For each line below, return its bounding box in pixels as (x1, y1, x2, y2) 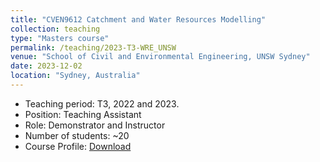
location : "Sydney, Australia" (10, 71, 141, 81)
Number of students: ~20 (24, 129, 130, 141)
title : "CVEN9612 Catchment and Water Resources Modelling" (10, 14, 267, 25)
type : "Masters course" (10, 33, 110, 43)
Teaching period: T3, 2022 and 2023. (24, 97, 180, 110)
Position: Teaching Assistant (24, 108, 142, 120)
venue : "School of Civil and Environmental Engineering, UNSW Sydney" (10, 52, 311, 62)
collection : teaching (10, 24, 101, 34)
